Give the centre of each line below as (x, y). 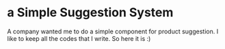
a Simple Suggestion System (90, 13)
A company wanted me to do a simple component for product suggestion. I (113, 31)
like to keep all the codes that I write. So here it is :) (79, 38)
